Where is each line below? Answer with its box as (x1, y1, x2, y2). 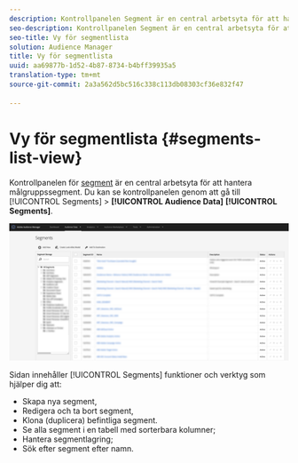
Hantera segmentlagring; (21, 434, 114, 444)
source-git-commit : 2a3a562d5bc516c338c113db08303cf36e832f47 (9, 80, 244, 89)
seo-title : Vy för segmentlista (9, 33, 129, 42)
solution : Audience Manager (9, 43, 114, 52)
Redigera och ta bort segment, (21, 405, 135, 416)
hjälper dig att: (9, 379, 62, 389)
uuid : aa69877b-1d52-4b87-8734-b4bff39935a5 (9, 61, 176, 70)
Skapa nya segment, (21, 395, 98, 406)
